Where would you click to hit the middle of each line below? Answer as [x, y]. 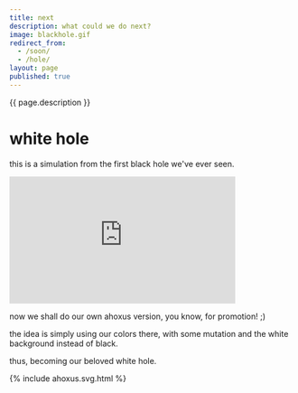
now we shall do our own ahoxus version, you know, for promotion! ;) [138, 316]
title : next [32, 18]
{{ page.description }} [50, 102]
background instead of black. [64, 343]
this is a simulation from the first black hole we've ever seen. [122, 164]
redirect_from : [38, 43]
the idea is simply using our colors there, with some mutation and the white [149, 333]
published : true [40, 77]
